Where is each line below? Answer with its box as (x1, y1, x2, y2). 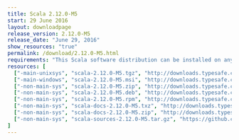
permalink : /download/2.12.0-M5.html (7, 50, 119, 57)
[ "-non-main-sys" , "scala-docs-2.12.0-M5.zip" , (14, 109, 158, 116)
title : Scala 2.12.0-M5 (7, 10, 78, 18)
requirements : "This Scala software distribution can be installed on (7, 57, 221, 64)
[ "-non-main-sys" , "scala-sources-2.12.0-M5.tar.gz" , (14, 115, 176, 122)
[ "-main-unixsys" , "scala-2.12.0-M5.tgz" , (14, 69, 142, 76)
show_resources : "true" (7, 43, 78, 50)
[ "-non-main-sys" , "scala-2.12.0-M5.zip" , (14, 83, 142, 90)
